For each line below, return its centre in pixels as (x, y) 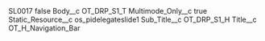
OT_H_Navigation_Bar (44, 28)
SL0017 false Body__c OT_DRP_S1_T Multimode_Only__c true (108, 11)
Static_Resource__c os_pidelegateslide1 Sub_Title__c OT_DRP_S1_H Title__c (132, 19)
